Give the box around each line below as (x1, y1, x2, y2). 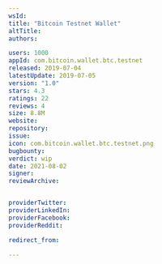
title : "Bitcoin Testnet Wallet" (8, 19, 122, 28)
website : (8, 117, 38, 126)
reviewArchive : (8, 177, 60, 185)
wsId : (8, 11, 27, 20)
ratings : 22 (8, 94, 49, 102)
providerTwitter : (8, 199, 67, 207)
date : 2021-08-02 (8, 162, 67, 170)
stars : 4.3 (8, 87, 45, 95)
